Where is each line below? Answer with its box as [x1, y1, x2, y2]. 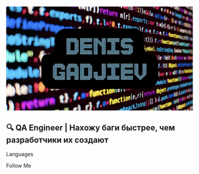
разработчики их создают [6, 135, 108, 145]
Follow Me [6, 162, 31, 169]
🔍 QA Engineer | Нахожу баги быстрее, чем [6, 122, 175, 132]
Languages [6, 151, 34, 158]
